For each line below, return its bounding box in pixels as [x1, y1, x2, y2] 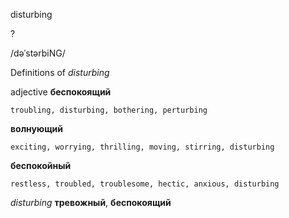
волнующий [10, 123, 63, 134]
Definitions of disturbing [10, 67, 110, 78]
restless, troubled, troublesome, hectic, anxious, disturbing [10, 179, 280, 189]
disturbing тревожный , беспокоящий [10, 197, 172, 208]
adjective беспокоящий [10, 86, 112, 98]
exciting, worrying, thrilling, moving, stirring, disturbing [10, 142, 275, 152]
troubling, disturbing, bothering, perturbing [10, 105, 208, 115]
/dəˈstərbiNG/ [10, 47, 66, 59]
